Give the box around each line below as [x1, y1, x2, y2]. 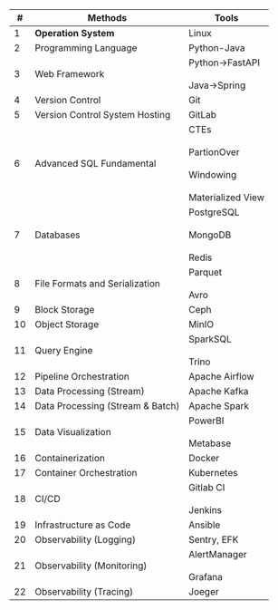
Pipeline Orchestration [34, 371, 129, 382]
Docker [188, 452, 220, 464]
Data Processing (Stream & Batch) [34, 400, 180, 412]
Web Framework [34, 68, 105, 80]
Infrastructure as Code [34, 518, 131, 531]
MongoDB [188, 228, 232, 241]
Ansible [188, 518, 221, 531]
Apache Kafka [188, 385, 249, 397]
